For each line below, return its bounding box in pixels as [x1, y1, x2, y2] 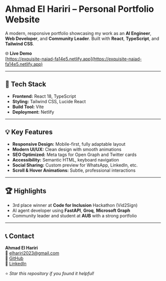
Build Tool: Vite [12, 104, 44, 110]
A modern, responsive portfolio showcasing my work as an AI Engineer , [5, 30, 152, 36]
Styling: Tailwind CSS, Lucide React [12, 98, 86, 104]
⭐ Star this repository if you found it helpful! [5, 271, 94, 277]
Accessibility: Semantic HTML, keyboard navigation [12, 157, 120, 162]
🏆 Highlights [5, 187, 46, 195]
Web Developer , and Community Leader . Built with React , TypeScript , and [5, 36, 160, 41]
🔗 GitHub [5, 255, 24, 261]
